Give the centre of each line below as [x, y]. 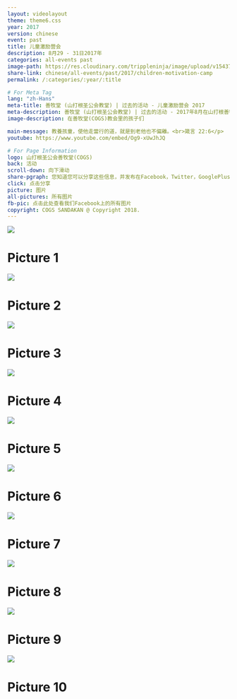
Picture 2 [34, 306]
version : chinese [33, 34]
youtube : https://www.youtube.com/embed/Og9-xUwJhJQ [86, 138]
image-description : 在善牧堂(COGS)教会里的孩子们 [76, 119]
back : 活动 [22, 164]
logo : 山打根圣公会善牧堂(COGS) [50, 157]
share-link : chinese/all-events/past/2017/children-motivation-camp [110, 73]
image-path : [25, 66]
